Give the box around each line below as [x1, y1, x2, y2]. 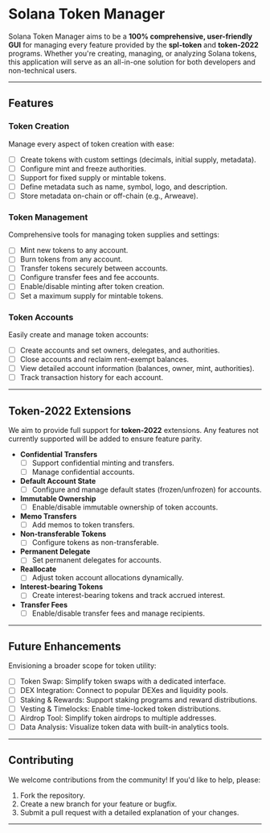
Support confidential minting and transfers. [31, 458, 175, 468]
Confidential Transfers [19, 449, 98, 459]
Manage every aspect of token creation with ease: [8, 138, 175, 149]
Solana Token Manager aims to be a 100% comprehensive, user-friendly [8, 31, 253, 41]
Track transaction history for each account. [19, 373, 163, 382]
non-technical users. [8, 65, 77, 75]
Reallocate [19, 564, 57, 574]
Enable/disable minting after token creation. [19, 282, 165, 291]
